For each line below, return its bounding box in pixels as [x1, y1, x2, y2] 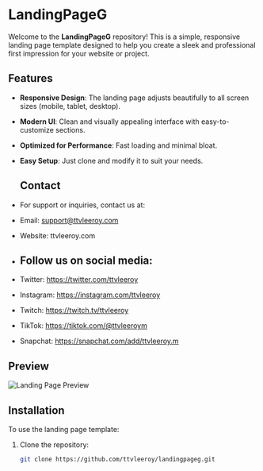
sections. [55, 125, 86, 134]
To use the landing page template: [8, 425, 120, 434]
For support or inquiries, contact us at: [19, 200, 145, 210]
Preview [8, 359, 50, 373]
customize [19, 125, 54, 134]
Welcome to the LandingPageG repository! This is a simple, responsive [8, 32, 240, 41]
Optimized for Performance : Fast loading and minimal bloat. [19, 141, 218, 150]
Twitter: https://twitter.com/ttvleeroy [19, 275, 139, 284]
